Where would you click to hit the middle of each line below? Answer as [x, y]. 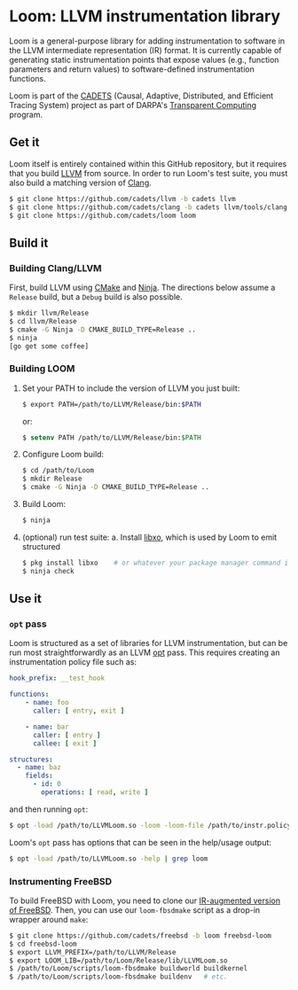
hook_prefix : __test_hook [57, 678]
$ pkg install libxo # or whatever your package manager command [151, 563]
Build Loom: [44, 504]
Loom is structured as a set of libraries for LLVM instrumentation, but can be [149, 643]
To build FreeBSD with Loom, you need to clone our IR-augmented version [145, 900]
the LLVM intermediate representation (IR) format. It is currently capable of [145, 50]
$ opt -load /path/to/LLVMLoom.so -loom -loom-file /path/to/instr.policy [150, 825]
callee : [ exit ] [65, 743]
